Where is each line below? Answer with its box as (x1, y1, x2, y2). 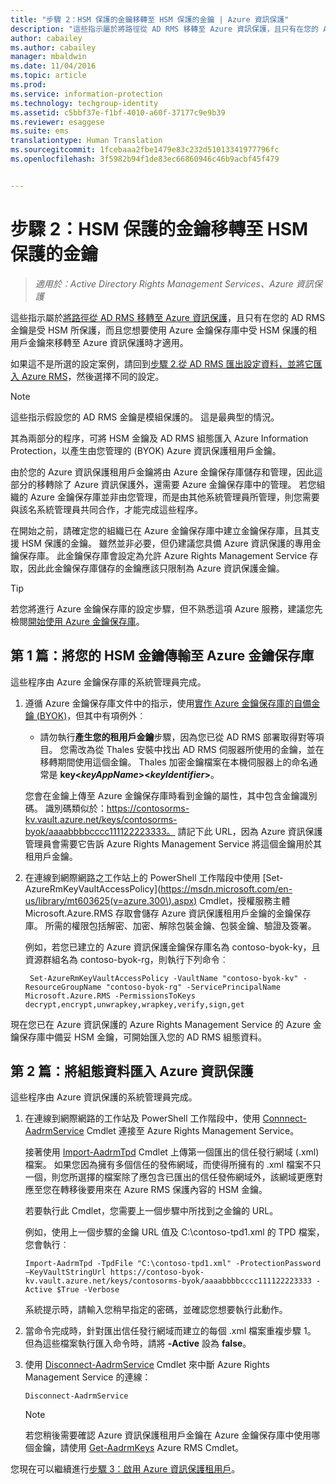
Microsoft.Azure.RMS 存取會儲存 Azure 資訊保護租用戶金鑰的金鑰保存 (24, 907, 312, 919)
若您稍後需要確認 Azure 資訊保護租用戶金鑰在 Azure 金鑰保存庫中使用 (24, 1429, 312, 1441)
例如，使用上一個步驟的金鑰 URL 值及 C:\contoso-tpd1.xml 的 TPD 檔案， (24, 1226, 325, 1238)
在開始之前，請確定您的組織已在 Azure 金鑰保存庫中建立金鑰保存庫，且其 (10, 524, 312, 536)
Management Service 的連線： (24, 1371, 152, 1383)
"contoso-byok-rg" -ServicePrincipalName (105, 982, 281, 992)
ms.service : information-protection (10, 89, 163, 99)
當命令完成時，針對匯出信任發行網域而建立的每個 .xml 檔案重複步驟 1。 (24, 1325, 317, 1337)
